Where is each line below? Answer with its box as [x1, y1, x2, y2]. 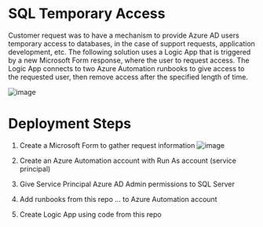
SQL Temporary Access [8, 5, 166, 23]
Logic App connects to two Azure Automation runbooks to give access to [8, 63, 245, 73]
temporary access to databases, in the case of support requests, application [8, 38, 255, 48]
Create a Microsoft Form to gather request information [19, 140, 195, 150]
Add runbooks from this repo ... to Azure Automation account [19, 194, 217, 204]
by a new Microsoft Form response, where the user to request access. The [8, 56, 250, 65]
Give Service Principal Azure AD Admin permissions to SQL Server [19, 179, 236, 189]
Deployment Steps [8, 115, 132, 133]
